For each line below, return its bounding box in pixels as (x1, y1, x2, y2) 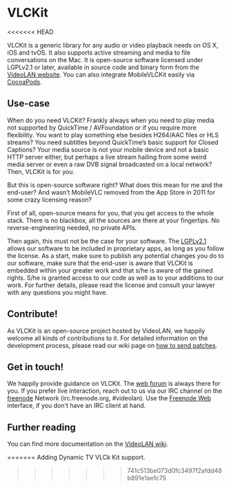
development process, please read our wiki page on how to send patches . (7, 341, 218, 349)
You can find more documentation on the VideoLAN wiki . (7, 440, 169, 448)
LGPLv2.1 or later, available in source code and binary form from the (7, 63, 200, 71)
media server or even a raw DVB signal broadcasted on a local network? (7, 160, 212, 168)
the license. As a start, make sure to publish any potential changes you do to (7, 251, 224, 260)
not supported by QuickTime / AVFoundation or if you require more (7, 123, 197, 132)
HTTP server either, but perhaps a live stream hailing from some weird (7, 153, 207, 161)
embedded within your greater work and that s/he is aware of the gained (7, 266, 214, 274)
